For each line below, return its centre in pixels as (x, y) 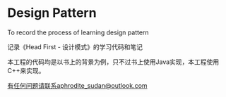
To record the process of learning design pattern (78, 32)
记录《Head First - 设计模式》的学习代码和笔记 (75, 46)
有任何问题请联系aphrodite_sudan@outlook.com (77, 85)
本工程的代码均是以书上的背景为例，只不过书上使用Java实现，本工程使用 (113, 62)
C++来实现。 (26, 70)
